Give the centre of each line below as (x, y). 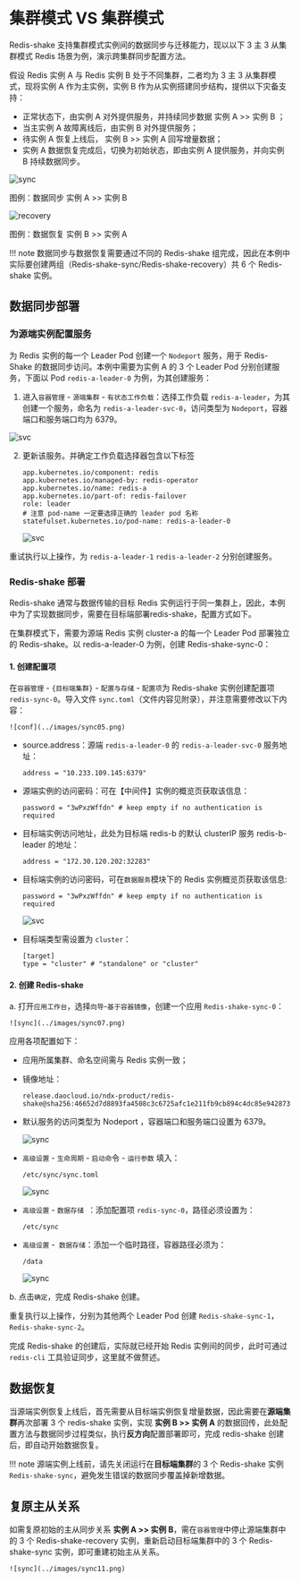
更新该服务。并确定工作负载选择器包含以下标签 (108, 455)
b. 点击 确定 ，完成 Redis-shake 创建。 (77, 1297)
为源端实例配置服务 (50, 334)
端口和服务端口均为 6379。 (72, 419)
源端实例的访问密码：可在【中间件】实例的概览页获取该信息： (136, 791)
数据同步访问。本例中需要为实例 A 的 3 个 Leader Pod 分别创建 (157, 366)
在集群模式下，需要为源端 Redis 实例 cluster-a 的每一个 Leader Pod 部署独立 (150, 633)
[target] (38, 956)
